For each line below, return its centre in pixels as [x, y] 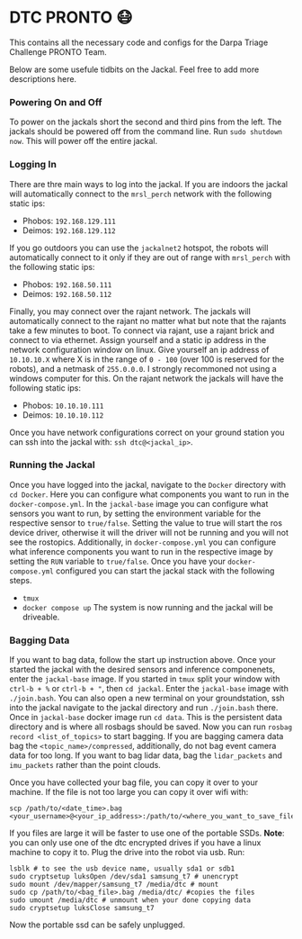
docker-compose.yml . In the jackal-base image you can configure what [139, 503]
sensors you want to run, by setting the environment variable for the [135, 513]
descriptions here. [43, 78]
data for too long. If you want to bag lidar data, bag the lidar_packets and [146, 755]
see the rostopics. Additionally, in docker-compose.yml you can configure [143, 542]
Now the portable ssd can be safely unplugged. [98, 925]
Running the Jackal [53, 465]
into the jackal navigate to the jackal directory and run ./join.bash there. [144, 708]
